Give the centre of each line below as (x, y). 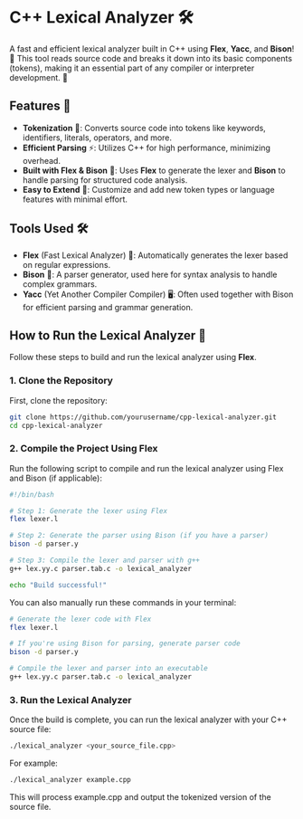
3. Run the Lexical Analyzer (71, 700)
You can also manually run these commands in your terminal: (123, 602)
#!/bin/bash (32, 494)
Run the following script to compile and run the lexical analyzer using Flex (147, 468)
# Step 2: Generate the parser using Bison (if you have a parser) (139, 536)
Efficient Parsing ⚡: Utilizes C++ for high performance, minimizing (147, 148)
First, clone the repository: (59, 400)
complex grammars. (60, 284)
